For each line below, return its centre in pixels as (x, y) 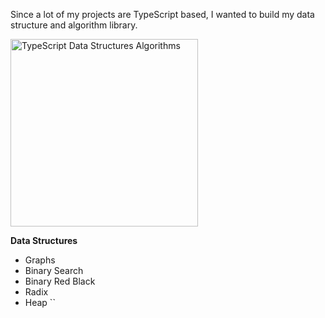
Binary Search (54, 270)
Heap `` (40, 302)
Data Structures (44, 240)
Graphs (40, 260)
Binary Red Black (60, 281)
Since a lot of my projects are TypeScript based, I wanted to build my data (162, 14)
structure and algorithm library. (74, 25)
